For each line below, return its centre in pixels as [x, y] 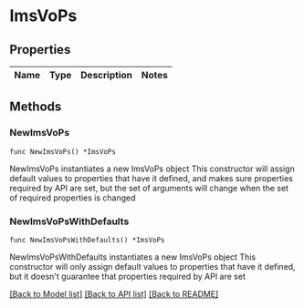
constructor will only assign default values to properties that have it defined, [152, 266]
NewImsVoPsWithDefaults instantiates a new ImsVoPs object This [133, 257]
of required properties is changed [73, 198]
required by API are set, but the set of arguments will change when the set [149, 188]
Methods [36, 107]
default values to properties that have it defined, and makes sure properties [152, 178]
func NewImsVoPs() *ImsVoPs [63, 151]
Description [106, 75]
